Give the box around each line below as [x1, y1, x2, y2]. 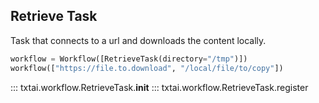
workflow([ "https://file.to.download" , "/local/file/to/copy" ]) [10, 63, 284, 73]
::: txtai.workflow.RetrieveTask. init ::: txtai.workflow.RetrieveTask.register [10, 81, 309, 93]
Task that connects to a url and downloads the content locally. [10, 34, 267, 46]
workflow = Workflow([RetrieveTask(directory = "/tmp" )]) [10, 54, 248, 64]
